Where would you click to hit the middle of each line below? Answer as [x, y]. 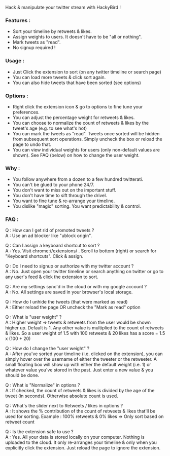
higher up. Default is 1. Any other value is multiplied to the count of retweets [84, 328]
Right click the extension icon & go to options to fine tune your [78, 106]
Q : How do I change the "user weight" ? [47, 349]
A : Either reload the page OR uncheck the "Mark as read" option [73, 307]
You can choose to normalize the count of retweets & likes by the [80, 123]
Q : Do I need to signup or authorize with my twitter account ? [70, 266]
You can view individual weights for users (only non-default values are [86, 149]
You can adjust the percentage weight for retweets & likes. [74, 117]
